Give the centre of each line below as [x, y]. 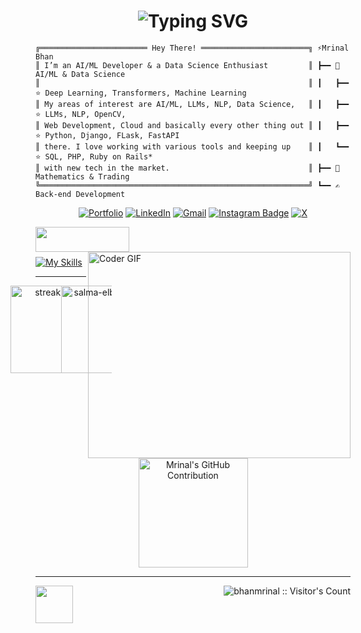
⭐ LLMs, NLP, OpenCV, [81, 114]
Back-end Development [80, 194]
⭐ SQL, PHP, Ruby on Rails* [94, 156]
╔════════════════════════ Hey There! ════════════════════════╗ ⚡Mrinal [192, 48]
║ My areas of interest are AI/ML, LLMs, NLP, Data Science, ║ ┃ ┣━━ [192, 104]
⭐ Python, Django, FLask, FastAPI [107, 135]
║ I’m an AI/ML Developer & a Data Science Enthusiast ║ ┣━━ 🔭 [187, 65]
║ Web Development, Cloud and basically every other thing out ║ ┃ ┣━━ [192, 125]
